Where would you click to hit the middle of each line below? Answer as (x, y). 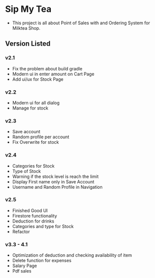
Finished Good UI (30, 210)
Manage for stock (30, 108)
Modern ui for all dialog (36, 103)
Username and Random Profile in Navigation (57, 187)
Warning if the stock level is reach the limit (55, 176)
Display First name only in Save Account (53, 181)
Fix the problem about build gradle (47, 68)
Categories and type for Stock (43, 226)
